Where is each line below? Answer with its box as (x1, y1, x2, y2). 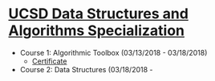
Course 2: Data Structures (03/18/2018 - (19, 64, 154, 74)
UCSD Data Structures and (8, 5, 189, 23)
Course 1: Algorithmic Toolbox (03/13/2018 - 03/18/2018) (19, 48, 208, 57)
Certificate (31, 56, 67, 66)
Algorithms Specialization (8, 21, 185, 40)
